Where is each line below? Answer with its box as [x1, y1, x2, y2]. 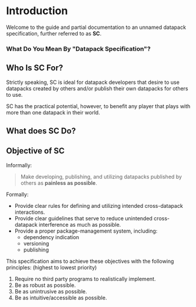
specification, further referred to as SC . [6, 30, 102, 37]
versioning [23, 240, 49, 247]
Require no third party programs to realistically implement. [14, 275, 156, 282]
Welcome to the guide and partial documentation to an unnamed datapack [6, 24, 187, 31]
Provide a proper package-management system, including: [14, 227, 158, 234]
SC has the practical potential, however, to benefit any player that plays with [6, 102, 191, 110]
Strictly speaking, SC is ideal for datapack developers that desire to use [6, 79, 180, 86]
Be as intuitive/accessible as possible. [14, 294, 107, 301]
